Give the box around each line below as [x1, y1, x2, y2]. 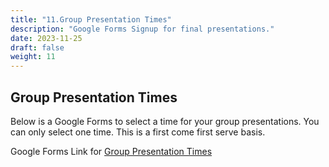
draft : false [10, 42, 65, 53]
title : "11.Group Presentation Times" [10, 14, 172, 25]
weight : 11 [10, 52, 56, 62]
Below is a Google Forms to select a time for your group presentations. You [10, 115, 320, 127]
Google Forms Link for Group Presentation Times [10, 145, 213, 157]
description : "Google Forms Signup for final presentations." [10, 24, 275, 34]
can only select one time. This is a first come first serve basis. [10, 126, 266, 138]
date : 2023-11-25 [10, 33, 83, 43]
